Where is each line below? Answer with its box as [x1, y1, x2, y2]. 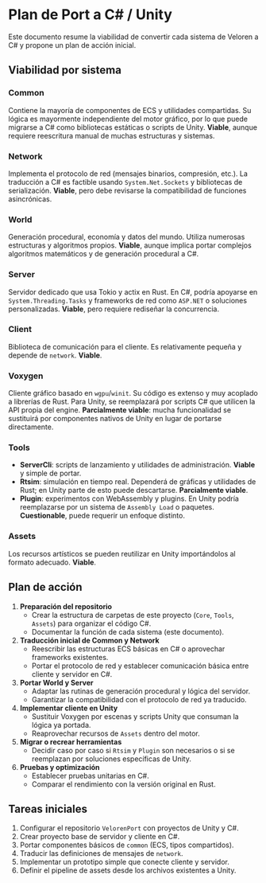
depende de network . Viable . [8, 350, 102, 360]
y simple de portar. [19, 468, 82, 479]
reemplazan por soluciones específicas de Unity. [31, 754, 192, 764]
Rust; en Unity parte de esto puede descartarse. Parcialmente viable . [19, 486, 249, 495]
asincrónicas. [8, 193, 52, 204]
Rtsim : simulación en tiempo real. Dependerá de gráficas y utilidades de [19, 477, 256, 486]
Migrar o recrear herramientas [19, 736, 122, 746]
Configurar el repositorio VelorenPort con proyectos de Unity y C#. [19, 823, 240, 833]
